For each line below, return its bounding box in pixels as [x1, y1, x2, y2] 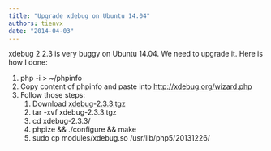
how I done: [8, 57, 48, 67]
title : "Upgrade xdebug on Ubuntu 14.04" [8, 11, 151, 20]
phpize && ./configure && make [32, 124, 136, 134]
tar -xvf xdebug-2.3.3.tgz [32, 107, 118, 117]
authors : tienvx [8, 19, 63, 27]
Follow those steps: [19, 90, 85, 100]
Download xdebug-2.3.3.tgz [32, 99, 126, 109]
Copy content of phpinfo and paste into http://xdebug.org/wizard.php [19, 82, 253, 91]
